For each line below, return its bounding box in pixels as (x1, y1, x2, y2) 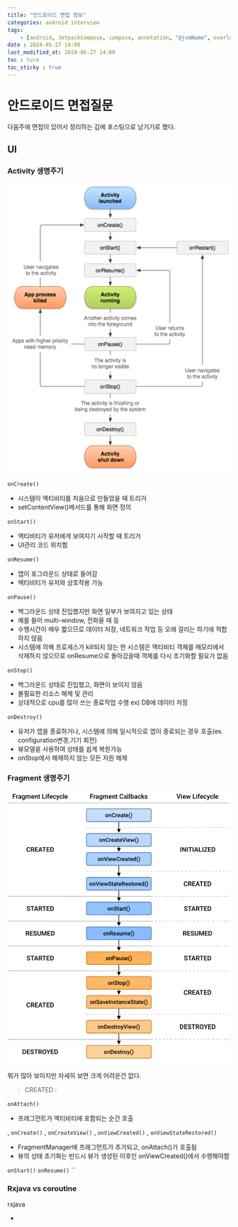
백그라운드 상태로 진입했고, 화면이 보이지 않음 (17, 680, 143, 689)
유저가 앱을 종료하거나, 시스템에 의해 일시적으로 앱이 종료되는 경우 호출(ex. (17, 726, 224, 735)
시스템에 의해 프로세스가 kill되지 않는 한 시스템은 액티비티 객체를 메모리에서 (17, 643, 225, 651)
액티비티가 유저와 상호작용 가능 (17, 578, 103, 587)
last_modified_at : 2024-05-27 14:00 (7, 49, 115, 56)
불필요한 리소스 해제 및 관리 (17, 689, 94, 697)
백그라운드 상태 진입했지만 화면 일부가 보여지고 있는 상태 (17, 607, 174, 616)
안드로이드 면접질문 (7, 97, 113, 114)
